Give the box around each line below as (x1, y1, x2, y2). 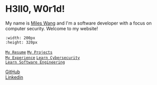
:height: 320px (5, 39, 38, 45)
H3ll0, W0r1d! (5, 3, 65, 15)
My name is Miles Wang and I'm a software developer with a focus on (5, 20, 152, 26)
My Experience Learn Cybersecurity (5, 55, 80, 60)
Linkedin (5, 74, 24, 80)
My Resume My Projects (5, 50, 53, 55)
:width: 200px (5, 35, 36, 40)
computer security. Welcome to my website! (5, 25, 98, 31)
